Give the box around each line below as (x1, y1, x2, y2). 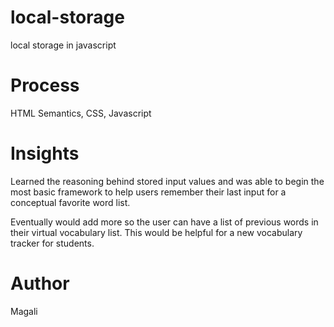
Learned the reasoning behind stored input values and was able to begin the (10, 175, 325, 187)
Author (10, 272, 70, 295)
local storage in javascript (10, 39, 117, 51)
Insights (10, 142, 80, 165)
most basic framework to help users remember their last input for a (10, 186, 287, 198)
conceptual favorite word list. (10, 196, 131, 208)
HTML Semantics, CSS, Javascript (10, 107, 152, 119)
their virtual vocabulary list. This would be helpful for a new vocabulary (10, 226, 303, 238)
